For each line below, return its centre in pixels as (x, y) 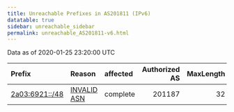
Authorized (161, 70)
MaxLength (206, 74)
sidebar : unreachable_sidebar (51, 26)
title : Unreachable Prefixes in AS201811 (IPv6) (79, 13)
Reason (83, 74)
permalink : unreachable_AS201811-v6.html (68, 33)
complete (120, 94)
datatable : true (31, 20)
